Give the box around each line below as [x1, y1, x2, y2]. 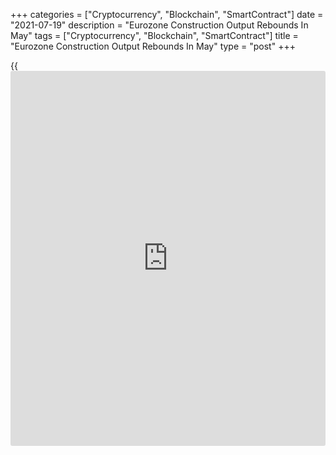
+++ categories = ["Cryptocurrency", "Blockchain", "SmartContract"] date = [10, 9, 324, 20]
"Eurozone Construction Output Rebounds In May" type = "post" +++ [10, 40, 296, 52]
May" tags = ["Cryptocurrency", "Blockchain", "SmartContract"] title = [10, 30, 299, 41]
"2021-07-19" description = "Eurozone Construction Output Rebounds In [10, 19, 309, 31]
